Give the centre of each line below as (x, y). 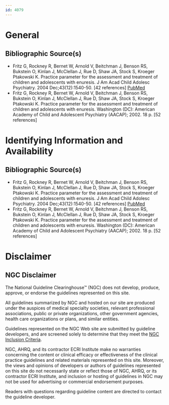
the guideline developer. (30, 397)
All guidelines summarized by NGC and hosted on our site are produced (80, 302)
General (22, 35)
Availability (29, 151)
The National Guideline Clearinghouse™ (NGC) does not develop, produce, (83, 287)
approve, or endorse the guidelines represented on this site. (68, 293)
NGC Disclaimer (31, 275)
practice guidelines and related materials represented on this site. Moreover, (85, 360)
